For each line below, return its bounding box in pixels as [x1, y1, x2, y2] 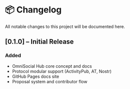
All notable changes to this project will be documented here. [5, 23, 125, 30]
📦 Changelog [5, 4, 62, 15]
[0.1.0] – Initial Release [5, 38, 74, 46]
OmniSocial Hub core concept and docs [12, 63, 92, 69]
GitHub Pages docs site [12, 74, 59, 79]
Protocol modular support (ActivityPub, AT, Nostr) [12, 68, 112, 74]
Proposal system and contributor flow [12, 78, 87, 84]
